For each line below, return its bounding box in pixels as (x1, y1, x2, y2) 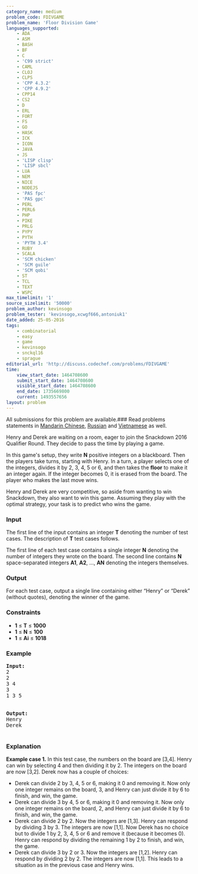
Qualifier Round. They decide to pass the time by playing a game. (6, 439, 165, 447)
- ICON (16, 140, 33, 147)
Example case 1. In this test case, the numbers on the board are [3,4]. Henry (6, 756, 192, 763)
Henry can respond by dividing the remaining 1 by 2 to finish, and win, (14, 836, 184, 844)
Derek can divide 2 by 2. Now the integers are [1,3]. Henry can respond (14, 818, 188, 825)
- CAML (16, 63, 33, 70)
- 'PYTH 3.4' (16, 240, 49, 246)
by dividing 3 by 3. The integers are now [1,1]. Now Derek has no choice (14, 824, 189, 831)
